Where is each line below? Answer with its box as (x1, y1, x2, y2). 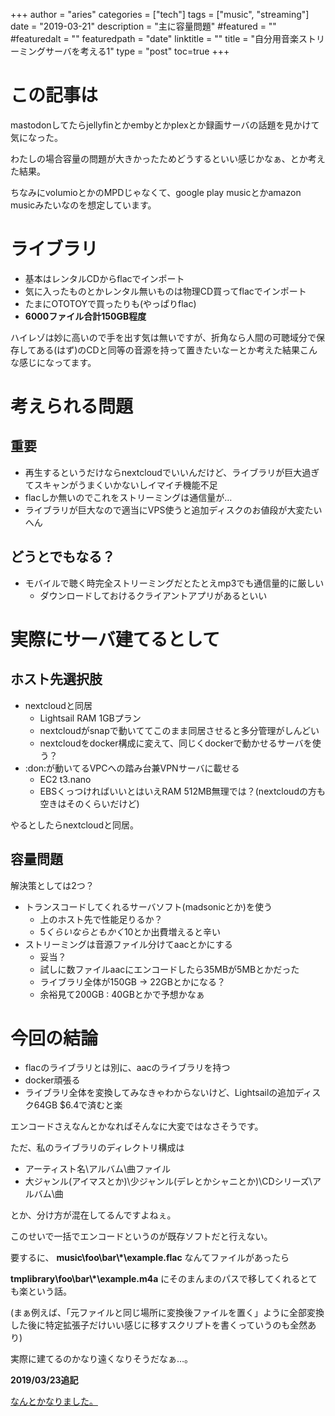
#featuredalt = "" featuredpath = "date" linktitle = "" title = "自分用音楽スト (10, 33, 317, 44)
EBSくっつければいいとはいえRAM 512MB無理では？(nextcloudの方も (39, 785, 326, 797)
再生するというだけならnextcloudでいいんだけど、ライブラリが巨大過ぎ (24, 466, 320, 478)
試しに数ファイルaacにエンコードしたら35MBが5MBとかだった (39, 963, 300, 975)
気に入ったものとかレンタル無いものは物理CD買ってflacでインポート (24, 285, 307, 297)
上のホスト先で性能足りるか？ (39, 913, 163, 925)
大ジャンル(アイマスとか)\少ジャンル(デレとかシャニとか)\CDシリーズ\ (24, 1175, 313, 1188)
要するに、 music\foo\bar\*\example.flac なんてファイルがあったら (10, 1252, 290, 1264)
